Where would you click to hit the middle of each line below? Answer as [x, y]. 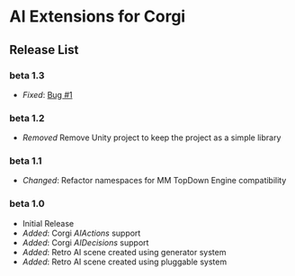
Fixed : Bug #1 [47, 94]
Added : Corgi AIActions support [81, 233]
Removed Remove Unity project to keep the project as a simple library [152, 138]
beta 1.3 [27, 76]
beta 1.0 [27, 204]
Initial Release [48, 223]
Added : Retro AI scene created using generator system [124, 252]
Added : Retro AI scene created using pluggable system [125, 262]
